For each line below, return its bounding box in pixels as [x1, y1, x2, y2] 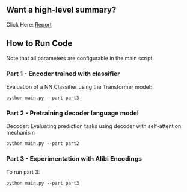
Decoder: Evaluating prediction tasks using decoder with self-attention [6, 123, 182, 130]
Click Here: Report [6, 21, 52, 28]
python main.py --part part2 [6, 141, 79, 147]
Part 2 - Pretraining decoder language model [6, 109, 139, 117]
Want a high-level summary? [6, 5, 117, 15]
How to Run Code [6, 39, 73, 49]
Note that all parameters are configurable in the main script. [6, 54, 155, 62]
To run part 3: [6, 168, 40, 176]
